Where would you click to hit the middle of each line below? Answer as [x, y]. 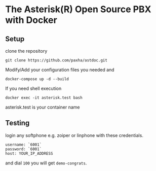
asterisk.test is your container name [43, 107]
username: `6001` [24, 145]
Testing [17, 123]
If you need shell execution [33, 88]
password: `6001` [24, 149]
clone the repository [26, 51]
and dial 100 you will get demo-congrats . [46, 163]
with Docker [31, 20]
